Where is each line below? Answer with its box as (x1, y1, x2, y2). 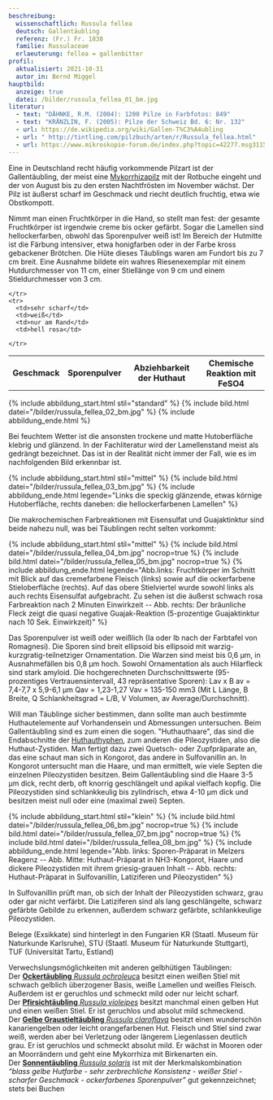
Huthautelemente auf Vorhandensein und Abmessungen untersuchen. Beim (8, 718, 262, 727)
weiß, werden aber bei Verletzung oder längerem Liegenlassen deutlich (8, 1032, 248, 1041)
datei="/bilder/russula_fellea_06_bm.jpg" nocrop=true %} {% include (8, 820, 239, 830)
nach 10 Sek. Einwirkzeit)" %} (8, 617, 108, 627)
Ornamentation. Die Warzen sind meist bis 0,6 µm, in (84, 651, 262, 660)
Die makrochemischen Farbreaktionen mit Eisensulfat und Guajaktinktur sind (8, 515, 265, 524)
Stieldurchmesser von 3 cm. (8, 274, 103, 283)
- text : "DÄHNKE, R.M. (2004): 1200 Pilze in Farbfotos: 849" (15, 111, 231, 119)
